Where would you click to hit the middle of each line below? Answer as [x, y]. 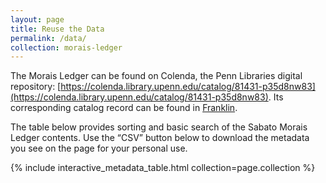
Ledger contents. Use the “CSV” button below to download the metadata [160, 138]
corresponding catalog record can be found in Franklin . [124, 108]
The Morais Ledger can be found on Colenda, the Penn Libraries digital [156, 76]
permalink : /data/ [48, 38]
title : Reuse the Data [57, 29]
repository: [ [36, 87]
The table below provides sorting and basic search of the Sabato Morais [159, 127]
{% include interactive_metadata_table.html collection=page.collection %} [163, 168]
